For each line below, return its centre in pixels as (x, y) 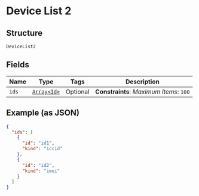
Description (142, 82)
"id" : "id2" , (38, 165)
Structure (25, 33)
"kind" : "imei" (41, 171)
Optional (77, 92)
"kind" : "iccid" (42, 149)
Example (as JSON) (43, 113)
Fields (18, 65)
